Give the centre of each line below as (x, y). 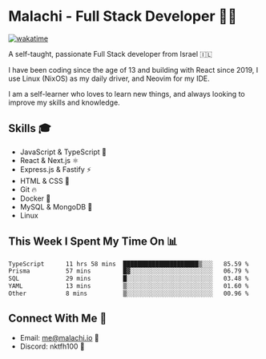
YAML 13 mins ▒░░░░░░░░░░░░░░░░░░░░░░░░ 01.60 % (129, 286)
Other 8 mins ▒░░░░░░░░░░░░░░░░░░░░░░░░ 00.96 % (129, 294)
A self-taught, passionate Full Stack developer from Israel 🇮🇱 (110, 54)
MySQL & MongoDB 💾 (56, 206)
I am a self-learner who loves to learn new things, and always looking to (127, 94)
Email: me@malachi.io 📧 (60, 337)
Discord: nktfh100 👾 (52, 346)
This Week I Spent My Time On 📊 (93, 242)
